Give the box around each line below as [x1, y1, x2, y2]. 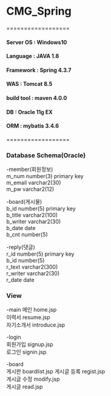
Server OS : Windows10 [6, 38, 67, 46]
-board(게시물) [6, 198, 42, 205]
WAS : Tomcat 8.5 [6, 81, 53, 88]
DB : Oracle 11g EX [6, 108, 53, 115]
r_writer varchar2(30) [6, 270, 60, 277]
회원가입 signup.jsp [6, 340, 53, 348]
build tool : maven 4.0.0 [6, 94, 67, 101]
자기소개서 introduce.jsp [6, 322, 66, 329]
